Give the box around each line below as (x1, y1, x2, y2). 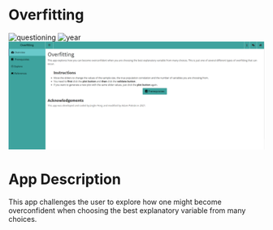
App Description (8, 170, 122, 189)
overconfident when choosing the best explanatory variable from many (8, 205, 246, 215)
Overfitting (8, 6, 84, 24)
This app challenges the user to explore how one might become (8, 197, 222, 207)
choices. (8, 214, 37, 224)
